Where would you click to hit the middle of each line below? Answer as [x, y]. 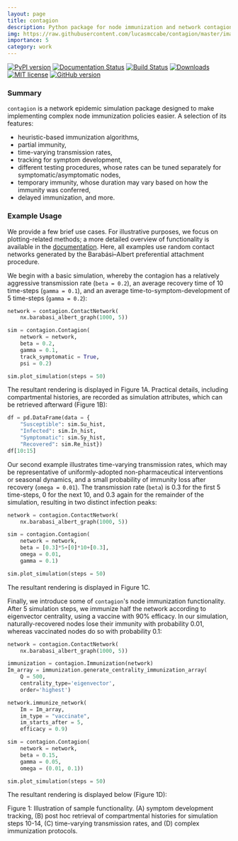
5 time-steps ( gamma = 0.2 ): [47, 298]
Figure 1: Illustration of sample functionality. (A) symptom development [110, 808]
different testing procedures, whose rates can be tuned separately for [119, 167]
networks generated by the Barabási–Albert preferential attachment [106, 254]
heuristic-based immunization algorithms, [78, 137]
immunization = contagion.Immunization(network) [80, 664]
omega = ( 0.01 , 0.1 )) [52, 768]
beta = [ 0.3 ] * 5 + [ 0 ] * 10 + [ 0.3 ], [65, 548]
